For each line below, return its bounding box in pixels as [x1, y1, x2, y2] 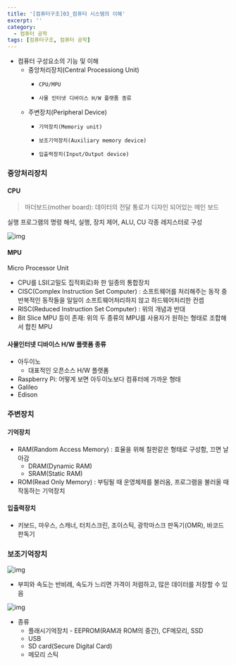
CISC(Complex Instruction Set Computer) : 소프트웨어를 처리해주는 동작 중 [17, 287, 228, 296]
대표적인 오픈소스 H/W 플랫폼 [27, 366, 109, 374]
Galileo [17, 383, 38, 391]
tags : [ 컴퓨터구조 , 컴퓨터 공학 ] [7, 37, 91, 44]
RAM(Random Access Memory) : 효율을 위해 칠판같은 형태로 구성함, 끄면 [17, 445, 222, 453]
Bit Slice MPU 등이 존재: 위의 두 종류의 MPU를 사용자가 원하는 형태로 [17, 313, 208, 322]
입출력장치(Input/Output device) [38, 151, 130, 158]
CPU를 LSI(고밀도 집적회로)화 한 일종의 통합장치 [17, 278, 150, 287]
